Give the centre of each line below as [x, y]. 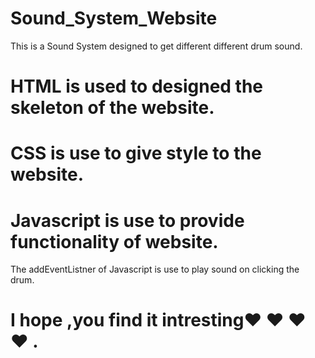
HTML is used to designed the [137, 86]
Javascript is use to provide [127, 220]
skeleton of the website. [112, 108]
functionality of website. [114, 241]
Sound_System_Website [114, 18]
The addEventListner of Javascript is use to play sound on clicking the [155, 269]
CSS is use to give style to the [136, 153]
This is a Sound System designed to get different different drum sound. [156, 46]
